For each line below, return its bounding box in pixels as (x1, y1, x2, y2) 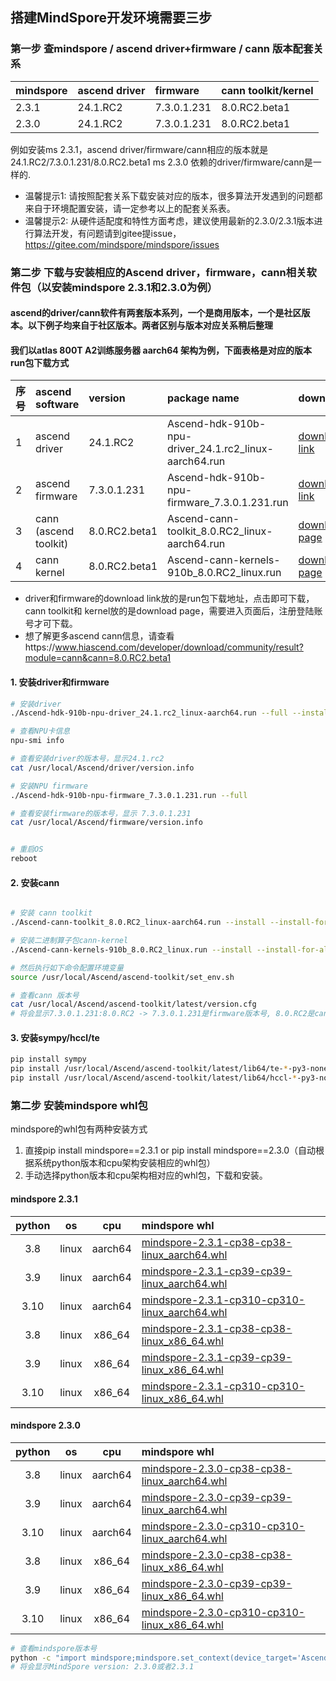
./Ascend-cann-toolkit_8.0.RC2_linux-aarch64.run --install (10, 918, 267, 928)
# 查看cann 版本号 (10, 990, 80, 1000)
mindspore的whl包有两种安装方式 (10, 1123, 148, 1135)
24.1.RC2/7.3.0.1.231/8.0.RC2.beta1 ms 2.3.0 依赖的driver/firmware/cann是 (10, 156, 313, 168)
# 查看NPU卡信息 (10, 726, 71, 737)
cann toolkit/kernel (221, 83, 314, 97)
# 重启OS (10, 844, 44, 855)
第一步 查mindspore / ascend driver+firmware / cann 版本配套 (10, 42, 314, 56)
